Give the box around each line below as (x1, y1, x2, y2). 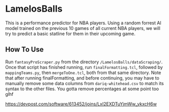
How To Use (5, 45, 44, 54)
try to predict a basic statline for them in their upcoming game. (5, 30, 136, 36)
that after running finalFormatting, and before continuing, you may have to (5, 74, 159, 81)
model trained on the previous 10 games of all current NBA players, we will (5, 25, 160, 31)
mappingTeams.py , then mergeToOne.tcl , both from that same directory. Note (5, 69, 161, 76)
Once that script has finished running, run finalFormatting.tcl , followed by (5, 64, 163, 70)
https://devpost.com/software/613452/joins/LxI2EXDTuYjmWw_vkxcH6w (5, 101, 157, 107)
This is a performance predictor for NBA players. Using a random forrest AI (5, 20, 161, 26)
